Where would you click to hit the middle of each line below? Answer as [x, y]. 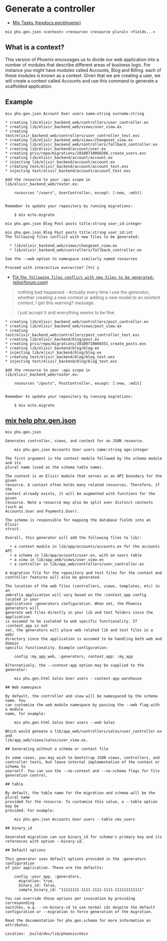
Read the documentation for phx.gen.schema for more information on [78, 921]
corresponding [20, 903]
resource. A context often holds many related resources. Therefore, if [82, 485]
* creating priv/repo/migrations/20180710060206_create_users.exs [76, 153]
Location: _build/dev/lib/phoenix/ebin [47, 934]
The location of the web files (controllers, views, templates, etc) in [82, 586]
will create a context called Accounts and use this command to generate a [81, 80]
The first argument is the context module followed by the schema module [84, 459]
